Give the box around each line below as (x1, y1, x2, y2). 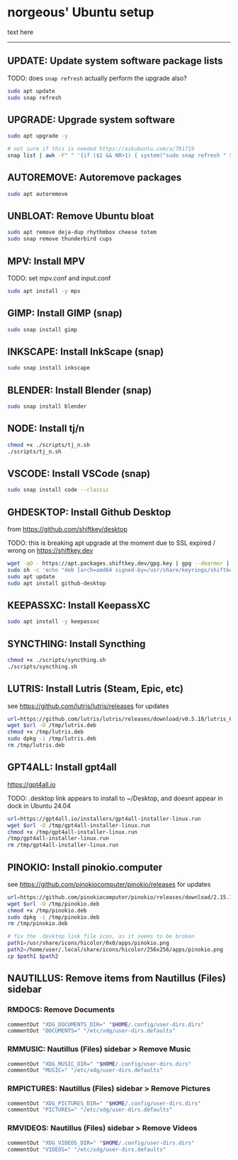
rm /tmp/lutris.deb (7, 742, 65, 749)
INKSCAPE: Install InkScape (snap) (7, 346, 164, 358)
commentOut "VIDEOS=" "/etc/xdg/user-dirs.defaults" (7, 1146, 166, 1153)
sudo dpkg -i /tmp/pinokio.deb (7, 913, 100, 921)
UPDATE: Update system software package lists (7, 55, 223, 67)
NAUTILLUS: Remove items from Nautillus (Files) (7, 973, 227, 985)
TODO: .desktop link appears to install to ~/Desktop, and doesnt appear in (7, 794, 223, 802)
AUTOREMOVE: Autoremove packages (7, 172, 182, 184)
